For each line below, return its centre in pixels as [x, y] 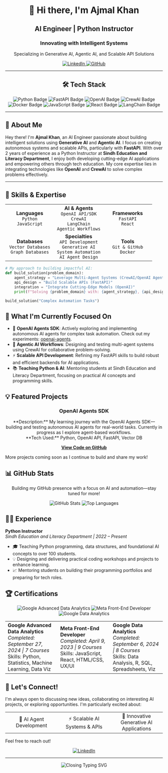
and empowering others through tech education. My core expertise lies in [81, 164]
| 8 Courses [126, 650]
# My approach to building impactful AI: [49, 268]
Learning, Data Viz [29, 669]
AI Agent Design [79, 257]
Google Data [128, 625]
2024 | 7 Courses [28, 650]
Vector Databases [30, 247]
